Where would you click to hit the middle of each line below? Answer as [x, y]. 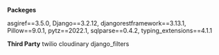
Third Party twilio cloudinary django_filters [68, 44]
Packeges [22, 10]
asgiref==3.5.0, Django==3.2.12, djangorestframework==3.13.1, [97, 23]
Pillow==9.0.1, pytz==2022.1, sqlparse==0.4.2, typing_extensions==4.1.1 [110, 31]
